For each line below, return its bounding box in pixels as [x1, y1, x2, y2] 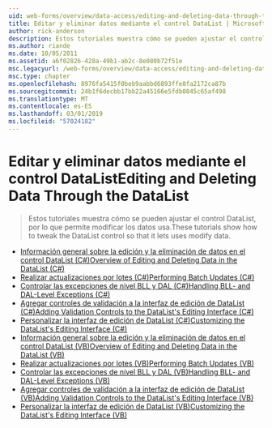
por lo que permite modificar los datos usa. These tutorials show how [28, 222, 257, 232]
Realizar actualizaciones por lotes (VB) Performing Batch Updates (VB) [19, 358, 255, 368]
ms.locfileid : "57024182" [8, 118, 96, 126]
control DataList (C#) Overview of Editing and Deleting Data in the [19, 255, 238, 264]
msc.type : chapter [8, 72, 70, 80]
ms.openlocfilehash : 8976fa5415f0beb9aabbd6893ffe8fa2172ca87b [8, 79, 227, 88]
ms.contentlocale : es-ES [8, 102, 92, 110]
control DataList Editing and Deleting [8, 169, 257, 188]
